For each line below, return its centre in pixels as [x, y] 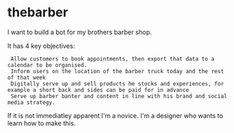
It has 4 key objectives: [41, 46]
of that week [27, 78]
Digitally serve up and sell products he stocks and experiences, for [117, 84]
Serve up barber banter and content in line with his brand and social [119, 96]
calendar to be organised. [47, 65]
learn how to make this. [42, 123]
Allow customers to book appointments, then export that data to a [112, 59]
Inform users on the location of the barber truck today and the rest [117, 71]
